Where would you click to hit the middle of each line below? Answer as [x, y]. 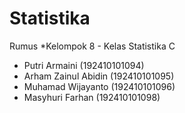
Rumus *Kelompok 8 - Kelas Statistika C [92, 46]
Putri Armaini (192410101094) [84, 65]
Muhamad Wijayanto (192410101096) [99, 86]
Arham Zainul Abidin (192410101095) [99, 76]
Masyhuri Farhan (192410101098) [92, 97]
